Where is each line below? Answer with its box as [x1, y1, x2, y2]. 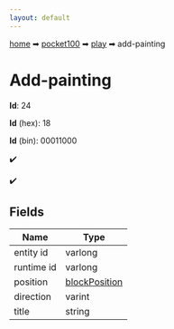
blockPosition [65, 276, 124, 288]
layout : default [9, 13, 70, 23]
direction [14, 291, 52, 304]
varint [65, 291, 90, 304]
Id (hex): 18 [9, 117, 51, 128]
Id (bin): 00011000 [9, 135, 78, 146]
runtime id [14, 261, 57, 274]
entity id [14, 247, 49, 259]
